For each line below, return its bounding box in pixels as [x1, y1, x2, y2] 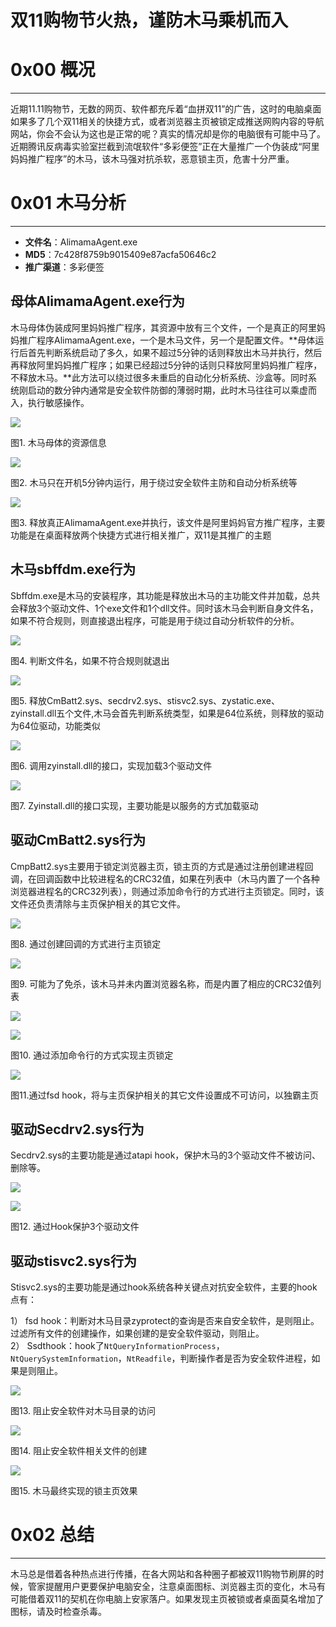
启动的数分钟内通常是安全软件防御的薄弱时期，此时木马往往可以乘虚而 [27, 384, 317, 396]
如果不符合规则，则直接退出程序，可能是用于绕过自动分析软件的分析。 [10, 614, 300, 626]
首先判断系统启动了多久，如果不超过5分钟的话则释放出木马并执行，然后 [27, 346, 323, 358]
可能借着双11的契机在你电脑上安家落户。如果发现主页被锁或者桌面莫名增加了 [10, 1593, 325, 1605]
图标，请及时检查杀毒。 [10, 1606, 107, 1618]
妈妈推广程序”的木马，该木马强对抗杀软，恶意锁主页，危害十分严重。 [10, 153, 295, 165]
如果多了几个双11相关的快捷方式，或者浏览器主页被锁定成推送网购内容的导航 [10, 116, 325, 128]
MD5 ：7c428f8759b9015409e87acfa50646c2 [24, 249, 217, 261]
